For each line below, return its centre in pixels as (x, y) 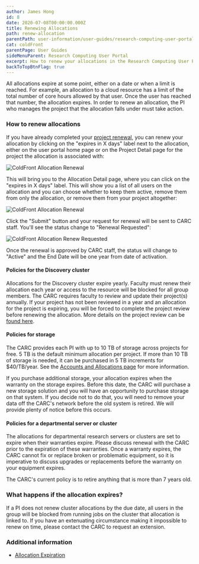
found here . (20, 321)
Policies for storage (31, 334)
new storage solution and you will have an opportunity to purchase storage (97, 391)
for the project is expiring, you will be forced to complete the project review (98, 308)
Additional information (39, 542)
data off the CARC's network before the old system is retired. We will (90, 403)
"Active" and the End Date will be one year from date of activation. (87, 256)
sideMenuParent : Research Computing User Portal (67, 56)
